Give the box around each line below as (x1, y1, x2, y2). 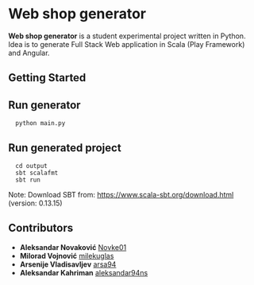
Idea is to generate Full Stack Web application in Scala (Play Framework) (8, 39, 245, 49)
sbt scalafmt (15, 169, 59, 177)
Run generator (8, 98, 81, 111)
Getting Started (8, 71, 87, 84)
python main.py (15, 119, 66, 127)
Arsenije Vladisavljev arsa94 (19, 260, 117, 269)
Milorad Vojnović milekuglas (19, 251, 114, 260)
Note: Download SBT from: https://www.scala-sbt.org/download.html (8, 189, 234, 199)
